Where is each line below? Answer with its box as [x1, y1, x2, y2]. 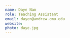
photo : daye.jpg [5, 26, 38, 31]
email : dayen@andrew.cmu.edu [5, 16, 65, 21]
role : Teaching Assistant [5, 12, 58, 17]
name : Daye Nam [5, 7, 36, 12]
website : [5, 21, 23, 26]
